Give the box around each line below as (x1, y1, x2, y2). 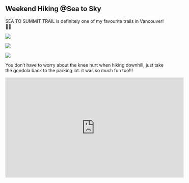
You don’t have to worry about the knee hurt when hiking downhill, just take (5, 62, 164, 68)
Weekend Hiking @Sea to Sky (5, 5, 101, 13)
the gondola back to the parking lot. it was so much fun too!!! (5, 67, 133, 73)
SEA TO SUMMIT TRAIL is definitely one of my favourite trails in (5, 18, 139, 24)
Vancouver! (140, 18, 164, 24)
